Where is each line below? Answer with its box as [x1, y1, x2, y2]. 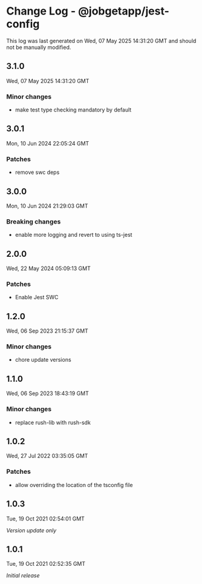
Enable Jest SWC [15, 294, 59, 301]
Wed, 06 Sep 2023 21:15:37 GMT [6, 327, 89, 334]
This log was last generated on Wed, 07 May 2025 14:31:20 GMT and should [6, 37, 197, 44]
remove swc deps [15, 168, 60, 176]
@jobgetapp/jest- [77, 4, 169, 18]
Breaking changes [6, 217, 61, 225]
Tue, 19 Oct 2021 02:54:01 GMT [6, 515, 85, 522]
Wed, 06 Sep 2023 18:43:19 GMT [6, 390, 89, 397]
